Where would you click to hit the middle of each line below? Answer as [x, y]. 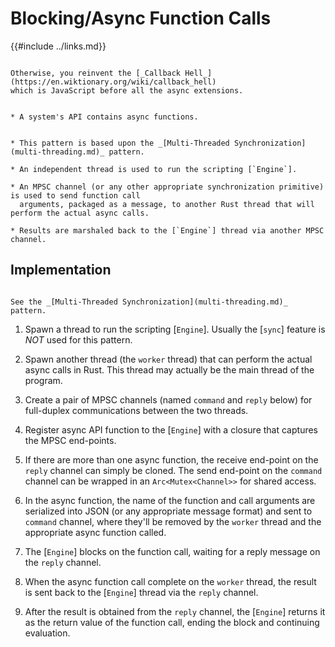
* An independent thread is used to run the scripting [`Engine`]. [154, 169]
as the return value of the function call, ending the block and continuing [172, 622]
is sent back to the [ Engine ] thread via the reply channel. [141, 592]
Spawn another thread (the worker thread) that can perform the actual [168, 359]
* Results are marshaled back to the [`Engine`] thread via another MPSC [167, 230]
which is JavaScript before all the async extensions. [127, 90]
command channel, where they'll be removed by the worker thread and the [173, 521]
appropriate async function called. [95, 532]
